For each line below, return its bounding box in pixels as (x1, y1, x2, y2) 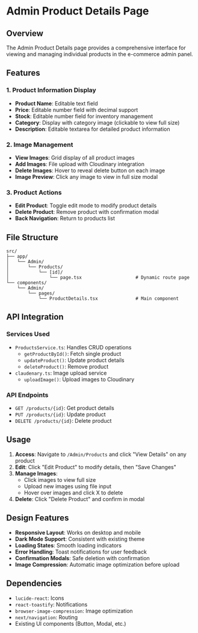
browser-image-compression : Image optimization (14, 607, 134, 614)
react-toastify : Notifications (14, 600, 88, 608)
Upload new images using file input (23, 482, 112, 490)
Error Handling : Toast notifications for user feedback (14, 548, 147, 555)
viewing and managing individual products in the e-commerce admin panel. (6, 51, 194, 58)
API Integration (6, 312, 64, 322)
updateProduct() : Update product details (23, 357, 125, 364)
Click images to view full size (23, 476, 96, 483)
